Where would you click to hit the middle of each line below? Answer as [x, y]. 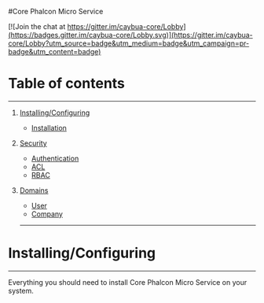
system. [21, 290]
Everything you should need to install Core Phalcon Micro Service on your [128, 282]
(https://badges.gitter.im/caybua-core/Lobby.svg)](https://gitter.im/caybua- [130, 35]
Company [47, 214]
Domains [34, 190]
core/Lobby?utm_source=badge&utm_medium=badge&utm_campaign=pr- [129, 43]
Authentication [55, 158]
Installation [49, 127]
